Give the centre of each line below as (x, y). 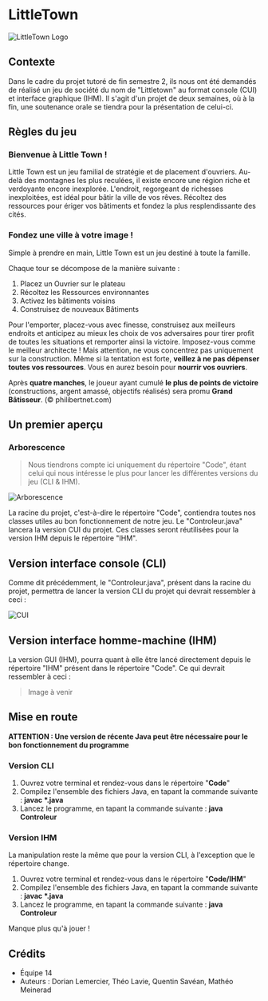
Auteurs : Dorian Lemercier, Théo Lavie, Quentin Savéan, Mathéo (126, 982)
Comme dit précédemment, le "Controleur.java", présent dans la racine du (130, 583)
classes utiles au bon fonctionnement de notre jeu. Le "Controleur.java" (126, 521)
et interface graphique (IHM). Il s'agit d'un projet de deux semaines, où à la (132, 98)
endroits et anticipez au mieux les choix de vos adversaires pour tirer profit (131, 333)
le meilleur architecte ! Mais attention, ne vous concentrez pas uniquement (131, 350)
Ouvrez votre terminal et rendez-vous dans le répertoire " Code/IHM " (133, 879)
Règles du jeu (43, 132)
